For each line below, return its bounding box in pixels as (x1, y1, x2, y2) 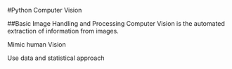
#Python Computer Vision (7, 6, 82, 14)
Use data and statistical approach (7, 54, 105, 62)
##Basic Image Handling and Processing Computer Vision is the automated (7, 20, 225, 27)
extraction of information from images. (7, 27, 120, 35)
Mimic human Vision (7, 40, 67, 48)
